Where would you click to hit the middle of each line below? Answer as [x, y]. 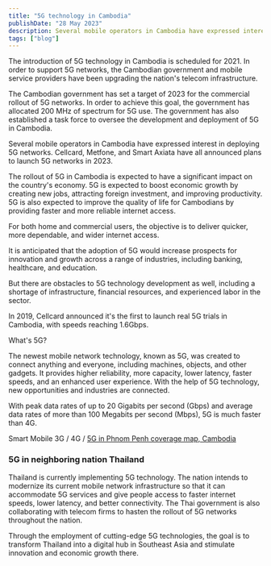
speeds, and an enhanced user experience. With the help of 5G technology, [134, 382]
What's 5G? [27, 340]
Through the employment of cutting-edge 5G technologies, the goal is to [129, 535]
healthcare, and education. [53, 268]
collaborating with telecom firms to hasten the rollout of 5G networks [123, 511]
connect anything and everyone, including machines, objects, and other [128, 364]
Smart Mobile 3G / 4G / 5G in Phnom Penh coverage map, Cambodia [122, 439]
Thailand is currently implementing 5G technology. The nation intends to [128, 477]
